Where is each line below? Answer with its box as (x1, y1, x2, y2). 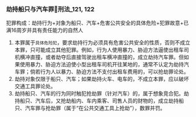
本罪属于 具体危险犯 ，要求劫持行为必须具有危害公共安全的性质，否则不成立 (14, 39, 191, 46)
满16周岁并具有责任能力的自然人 (6, 27, 84, 34)
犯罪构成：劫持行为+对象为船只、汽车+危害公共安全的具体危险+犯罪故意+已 (6, 19, 189, 27)
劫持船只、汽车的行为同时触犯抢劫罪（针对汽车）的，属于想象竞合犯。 (14, 90, 184, 97)
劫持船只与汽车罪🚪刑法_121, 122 (6, 5, 95, 13)
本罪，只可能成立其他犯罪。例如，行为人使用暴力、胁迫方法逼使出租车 (14, 47, 184, 54)
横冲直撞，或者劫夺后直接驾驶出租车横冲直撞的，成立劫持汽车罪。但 (19, 54, 184, 61)
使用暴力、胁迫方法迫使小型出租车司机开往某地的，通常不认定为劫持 (19, 61, 184, 68)
